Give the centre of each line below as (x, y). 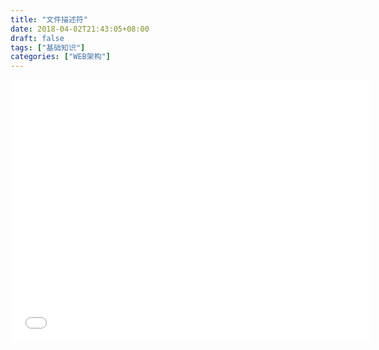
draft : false (37, 38)
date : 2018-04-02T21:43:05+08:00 (80, 29)
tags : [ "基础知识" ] (48, 47)
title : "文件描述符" (49, 19)
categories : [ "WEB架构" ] (60, 57)
